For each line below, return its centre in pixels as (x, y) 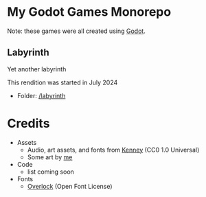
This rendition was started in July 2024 (62, 82)
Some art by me (50, 157)
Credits (28, 123)
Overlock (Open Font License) (70, 186)
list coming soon (50, 172)
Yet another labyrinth (37, 69)
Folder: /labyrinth (41, 95)
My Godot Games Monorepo (89, 12)
